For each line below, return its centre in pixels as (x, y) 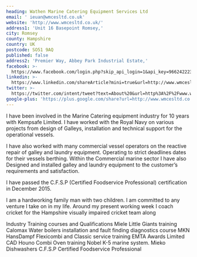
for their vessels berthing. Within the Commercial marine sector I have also (96, 158)
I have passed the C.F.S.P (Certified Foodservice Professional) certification (97, 182)
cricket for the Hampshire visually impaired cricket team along (81, 212)
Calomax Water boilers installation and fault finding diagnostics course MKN (98, 230)
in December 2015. (29, 188)
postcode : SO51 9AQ (30, 50)
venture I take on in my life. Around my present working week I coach (90, 206)
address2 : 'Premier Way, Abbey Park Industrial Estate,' (77, 61)
